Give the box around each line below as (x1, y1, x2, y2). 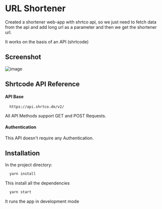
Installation (5, 149, 40, 157)
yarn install (9, 171, 36, 176)
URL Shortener (5, 3, 66, 14)
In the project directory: (5, 162, 53, 168)
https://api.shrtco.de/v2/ (9, 104, 64, 110)
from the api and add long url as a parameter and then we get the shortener (5, 24, 157, 30)
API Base (5, 94, 24, 99)
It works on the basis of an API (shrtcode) (5, 38, 89, 44)
